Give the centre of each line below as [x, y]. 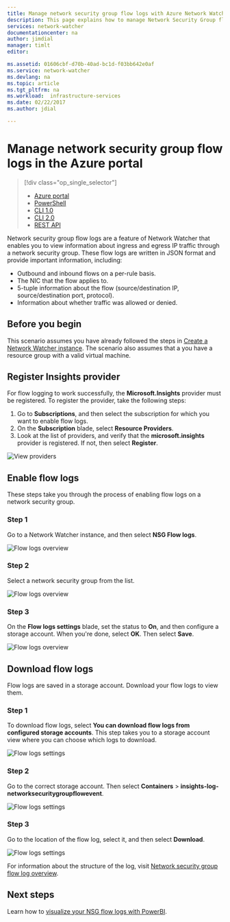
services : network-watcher [46, 26]
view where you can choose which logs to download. [82, 740]
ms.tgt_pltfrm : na [33, 90]
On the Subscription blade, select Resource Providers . [95, 428]
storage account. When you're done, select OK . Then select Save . [101, 634]
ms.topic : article [33, 83]
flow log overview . [33, 873]
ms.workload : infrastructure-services [64, 96]
